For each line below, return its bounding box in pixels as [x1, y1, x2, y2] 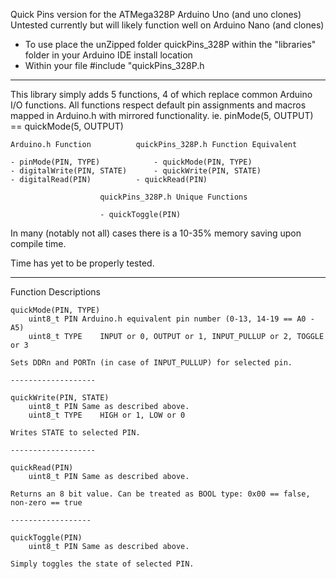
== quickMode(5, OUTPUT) [10, 120, 124, 132]
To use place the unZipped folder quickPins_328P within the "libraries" [24, 39, 317, 50]
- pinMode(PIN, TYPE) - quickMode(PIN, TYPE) [10, 157, 253, 167]
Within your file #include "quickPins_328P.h [24, 60, 205, 71]
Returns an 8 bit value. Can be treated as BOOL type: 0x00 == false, [10, 489, 311, 499]
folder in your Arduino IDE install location [24, 49, 193, 61]
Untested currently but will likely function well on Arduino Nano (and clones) [10, 19, 325, 31]
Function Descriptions [10, 286, 101, 298]
